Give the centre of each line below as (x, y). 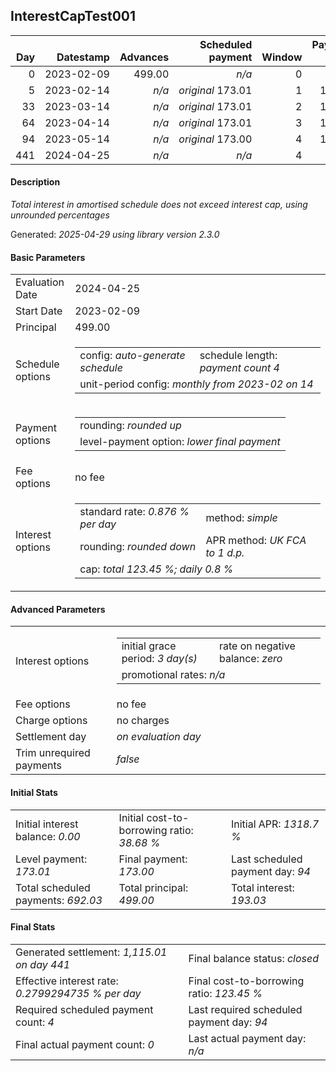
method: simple (241, 518)
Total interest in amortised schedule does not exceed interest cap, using (159, 205)
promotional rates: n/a (173, 675)
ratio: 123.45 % (225, 993)
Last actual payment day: (247, 1038)
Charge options (51, 721)
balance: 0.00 (48, 836)
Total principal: (153, 887)
